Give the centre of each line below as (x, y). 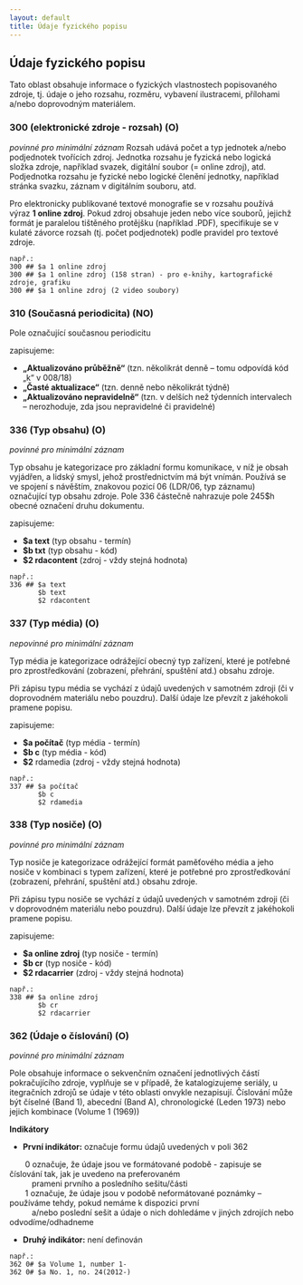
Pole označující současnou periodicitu (80, 333)
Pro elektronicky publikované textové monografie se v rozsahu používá (142, 203)
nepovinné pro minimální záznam (71, 643)
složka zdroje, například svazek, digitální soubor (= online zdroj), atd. (138, 166)
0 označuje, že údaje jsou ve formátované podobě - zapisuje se (143, 1164)
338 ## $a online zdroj (54, 997)
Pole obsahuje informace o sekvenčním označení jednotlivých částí (135, 1073)
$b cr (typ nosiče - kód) (67, 963)
